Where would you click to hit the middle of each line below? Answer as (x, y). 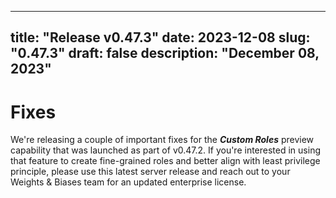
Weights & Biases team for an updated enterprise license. (128, 182)
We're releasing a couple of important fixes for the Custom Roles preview (162, 140)
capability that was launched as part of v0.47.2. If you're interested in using (165, 150)
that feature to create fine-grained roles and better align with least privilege (165, 161)
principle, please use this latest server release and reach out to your (150, 172)
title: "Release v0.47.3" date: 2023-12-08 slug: (160, 37)
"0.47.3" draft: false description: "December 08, (165, 53)
